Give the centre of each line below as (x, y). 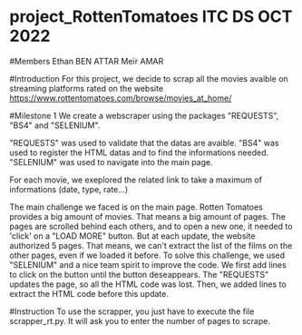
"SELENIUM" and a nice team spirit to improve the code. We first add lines (148, 264)
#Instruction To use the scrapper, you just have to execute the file (132, 311)
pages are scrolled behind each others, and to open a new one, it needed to (151, 226)
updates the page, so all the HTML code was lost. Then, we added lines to (148, 284)
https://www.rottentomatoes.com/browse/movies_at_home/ (121, 98)
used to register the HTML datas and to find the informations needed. (139, 153)
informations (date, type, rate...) (69, 189)
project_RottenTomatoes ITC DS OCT (151, 17)
